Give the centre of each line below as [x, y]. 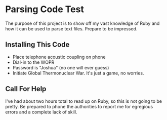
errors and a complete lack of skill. [41, 112]
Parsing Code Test [45, 9]
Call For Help [26, 89]
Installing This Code [37, 45]
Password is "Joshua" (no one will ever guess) [61, 67]
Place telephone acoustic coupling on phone [59, 57]
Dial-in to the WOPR [33, 62]
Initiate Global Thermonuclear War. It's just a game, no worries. [78, 73]
